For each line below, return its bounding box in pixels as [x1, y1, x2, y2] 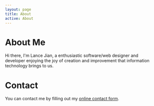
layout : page [5, 7, 31, 12]
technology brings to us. [5, 63, 54, 69]
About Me [5, 37, 46, 48]
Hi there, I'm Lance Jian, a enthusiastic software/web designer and [5, 53, 139, 58]
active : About [5, 16, 34, 21]
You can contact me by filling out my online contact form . [5, 96, 120, 102]
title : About [5, 12, 31, 16]
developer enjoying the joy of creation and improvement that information [5, 58, 150, 64]
